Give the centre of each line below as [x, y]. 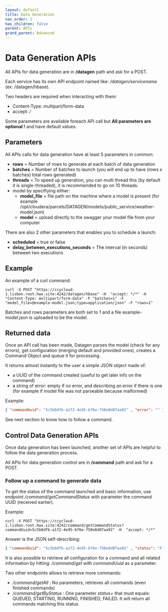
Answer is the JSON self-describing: [43, 539]
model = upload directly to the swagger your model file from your [87, 217]
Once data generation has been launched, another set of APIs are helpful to [83, 447]
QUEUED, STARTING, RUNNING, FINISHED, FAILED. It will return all [81, 598]
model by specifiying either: [41, 190]
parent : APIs [19, 29]
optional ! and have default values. [41, 126]
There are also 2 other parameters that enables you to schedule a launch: [81, 232]
